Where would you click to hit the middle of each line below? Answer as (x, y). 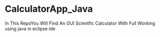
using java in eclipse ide (30, 28)
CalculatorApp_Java (49, 9)
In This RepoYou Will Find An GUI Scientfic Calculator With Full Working (80, 23)
